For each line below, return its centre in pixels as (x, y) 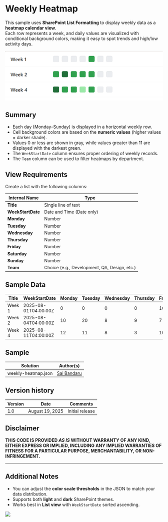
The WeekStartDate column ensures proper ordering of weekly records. (85, 154)
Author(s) (69, 366)
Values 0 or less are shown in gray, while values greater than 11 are (81, 143)
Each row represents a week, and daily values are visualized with (72, 33)
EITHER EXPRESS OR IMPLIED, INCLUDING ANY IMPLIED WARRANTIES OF (83, 445)
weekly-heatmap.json (30, 373)
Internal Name (23, 198)
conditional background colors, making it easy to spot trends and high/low (82, 39)
